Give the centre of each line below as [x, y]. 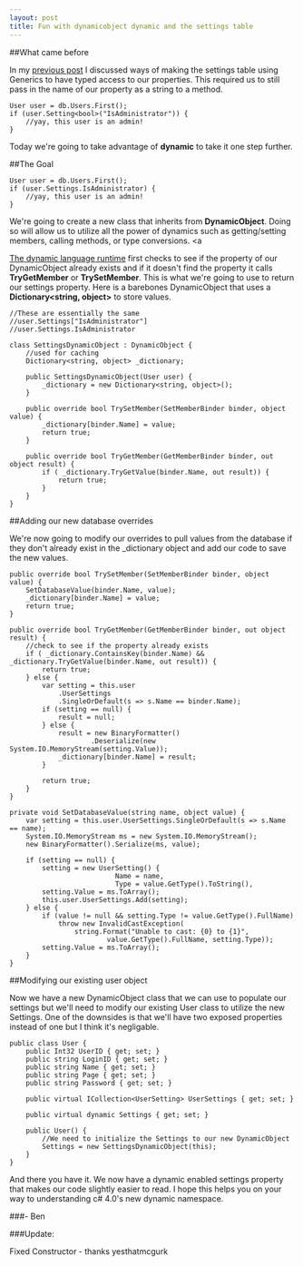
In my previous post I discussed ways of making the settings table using [144, 70]
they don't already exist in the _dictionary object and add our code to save [148, 548]
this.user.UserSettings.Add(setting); [115, 899]
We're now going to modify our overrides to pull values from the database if [151, 538]
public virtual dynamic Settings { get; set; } [117, 1114]
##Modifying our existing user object [78, 980]
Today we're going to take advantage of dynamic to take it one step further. [151, 146]
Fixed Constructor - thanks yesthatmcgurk [89, 1251]
